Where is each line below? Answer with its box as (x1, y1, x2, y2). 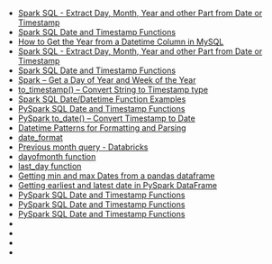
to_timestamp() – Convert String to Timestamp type (17, 85, 209, 95)
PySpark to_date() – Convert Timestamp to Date (17, 113, 195, 123)
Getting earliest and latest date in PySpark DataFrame (17, 180, 218, 190)
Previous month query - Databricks (17, 141, 149, 152)
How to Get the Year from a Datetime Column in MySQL (17, 36, 224, 47)
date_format (17, 132, 63, 142)
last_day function (17, 161, 82, 171)
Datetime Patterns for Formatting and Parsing (17, 123, 186, 133)
